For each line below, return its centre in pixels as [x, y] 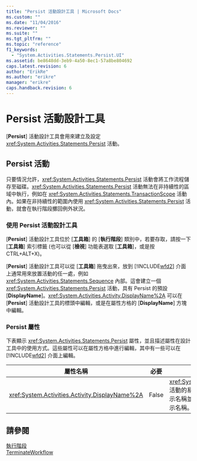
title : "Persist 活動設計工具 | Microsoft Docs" [64, 11]
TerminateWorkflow [30, 452]
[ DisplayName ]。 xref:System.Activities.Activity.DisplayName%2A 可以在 [94, 295]
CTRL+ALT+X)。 [26, 254]
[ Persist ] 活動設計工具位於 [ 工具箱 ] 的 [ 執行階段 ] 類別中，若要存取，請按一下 [98, 239]
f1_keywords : [22, 50]
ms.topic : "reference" [34, 45]
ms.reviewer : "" [26, 28]
